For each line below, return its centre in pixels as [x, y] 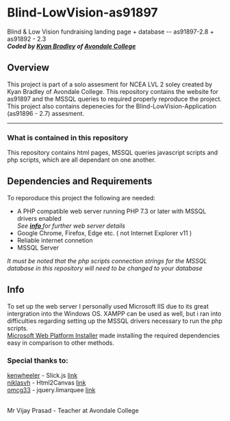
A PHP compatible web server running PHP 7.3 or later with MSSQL [112, 211]
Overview [28, 68]
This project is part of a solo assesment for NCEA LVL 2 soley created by [110, 84]
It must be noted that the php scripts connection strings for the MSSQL [107, 261]
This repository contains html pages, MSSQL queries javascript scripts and [113, 153]
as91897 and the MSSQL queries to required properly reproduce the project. [115, 99]
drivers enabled [39, 218]
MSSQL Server [38, 248]
